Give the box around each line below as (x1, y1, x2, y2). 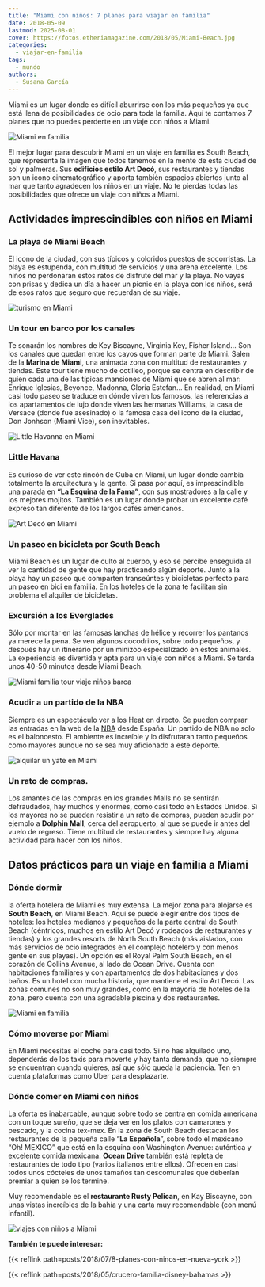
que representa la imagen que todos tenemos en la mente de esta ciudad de (8, 155, 257, 165)
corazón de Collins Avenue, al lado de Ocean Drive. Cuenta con (8, 959, 215, 968)
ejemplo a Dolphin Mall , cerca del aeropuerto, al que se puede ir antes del (8, 818, 251, 828)
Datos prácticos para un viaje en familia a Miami (8, 858, 249, 872)
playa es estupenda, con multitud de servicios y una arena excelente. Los (8, 262, 248, 272)
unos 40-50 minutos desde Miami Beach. (8, 662, 143, 671)
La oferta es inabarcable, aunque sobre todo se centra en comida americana (8, 1109, 258, 1118)
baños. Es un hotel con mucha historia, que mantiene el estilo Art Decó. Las (8, 976, 255, 985)
